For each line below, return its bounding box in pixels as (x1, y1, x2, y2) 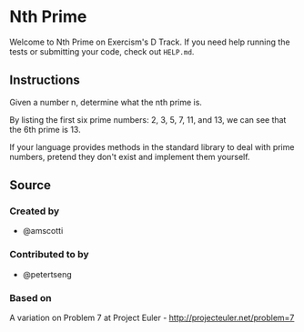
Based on (9, 291, 52, 304)
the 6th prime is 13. (9, 124, 81, 135)
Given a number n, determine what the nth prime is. (9, 96, 203, 107)
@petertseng (22, 268, 72, 279)
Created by (9, 205, 60, 217)
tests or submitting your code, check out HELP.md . (9, 45, 195, 56)
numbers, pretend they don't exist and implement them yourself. (9, 151, 250, 162)
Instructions (9, 73, 80, 88)
